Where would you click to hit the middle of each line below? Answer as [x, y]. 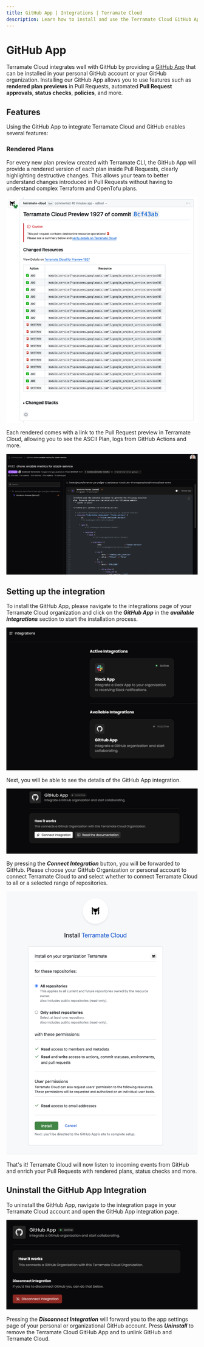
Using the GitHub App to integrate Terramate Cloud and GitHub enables [96, 127]
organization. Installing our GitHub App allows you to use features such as [99, 80]
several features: [27, 133]
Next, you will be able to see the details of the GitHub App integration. [93, 780]
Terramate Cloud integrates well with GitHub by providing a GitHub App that [101, 67]
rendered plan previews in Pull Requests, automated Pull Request [89, 87]
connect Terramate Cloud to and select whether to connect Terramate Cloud [102, 877]
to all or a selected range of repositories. [57, 883]
